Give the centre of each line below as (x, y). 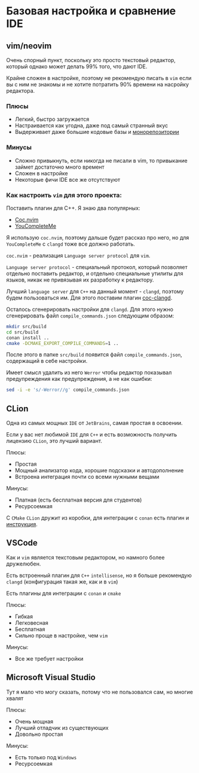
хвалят (15, 698)
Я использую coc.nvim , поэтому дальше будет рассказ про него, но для (98, 237)
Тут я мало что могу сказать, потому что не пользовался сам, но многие (99, 692)
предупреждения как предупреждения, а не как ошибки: (79, 379)
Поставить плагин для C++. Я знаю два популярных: (73, 208)
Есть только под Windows (46, 757)
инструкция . (22, 524)
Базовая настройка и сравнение (91, 11)
